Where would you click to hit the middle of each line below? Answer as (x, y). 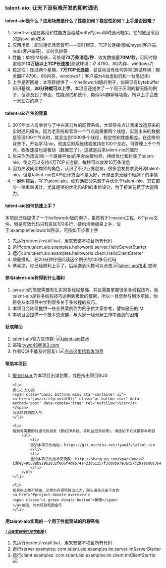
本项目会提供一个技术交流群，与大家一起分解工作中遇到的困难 (75, 314)
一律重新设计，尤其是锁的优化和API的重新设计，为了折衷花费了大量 (85, 187)
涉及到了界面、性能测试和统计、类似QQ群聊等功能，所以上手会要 (92, 95)
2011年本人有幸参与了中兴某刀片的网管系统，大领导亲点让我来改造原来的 (86, 125)
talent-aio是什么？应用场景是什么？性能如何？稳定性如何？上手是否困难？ (81, 20)
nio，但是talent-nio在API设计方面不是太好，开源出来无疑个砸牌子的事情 (85, 175)
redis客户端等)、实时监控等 (40, 51)
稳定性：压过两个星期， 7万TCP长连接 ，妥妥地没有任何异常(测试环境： (84, 70)
